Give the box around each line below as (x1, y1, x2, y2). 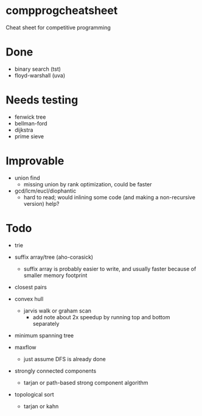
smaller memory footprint (23, 272, 88, 279)
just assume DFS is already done (23, 355, 106, 362)
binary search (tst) (14, 65, 61, 72)
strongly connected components (14, 367, 97, 375)
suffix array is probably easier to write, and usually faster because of (23, 265, 197, 272)
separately (32, 320, 60, 327)
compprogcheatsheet (5, 4, 118, 18)
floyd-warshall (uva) (14, 71, 66, 79)
